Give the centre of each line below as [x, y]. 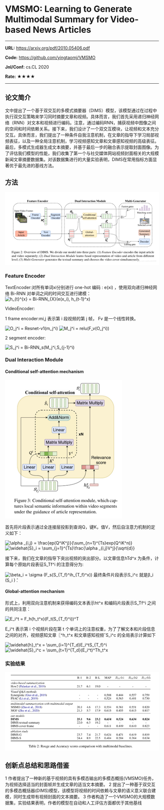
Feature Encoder [25, 276]
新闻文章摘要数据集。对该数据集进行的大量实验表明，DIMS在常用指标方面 [79, 159]
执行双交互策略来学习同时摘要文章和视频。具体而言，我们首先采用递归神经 [80, 117]
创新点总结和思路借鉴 [37, 766]
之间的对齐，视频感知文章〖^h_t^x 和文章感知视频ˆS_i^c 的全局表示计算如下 [81, 635]
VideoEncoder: [20, 308]
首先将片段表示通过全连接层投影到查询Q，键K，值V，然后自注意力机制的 [78, 527]
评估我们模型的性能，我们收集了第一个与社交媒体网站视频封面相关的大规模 [84, 153]
